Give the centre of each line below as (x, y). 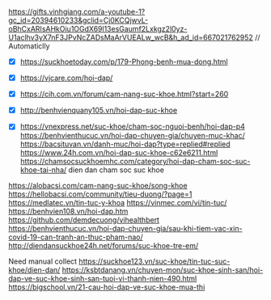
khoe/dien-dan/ (34, 270)
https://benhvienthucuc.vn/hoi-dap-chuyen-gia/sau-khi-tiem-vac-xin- (125, 229)
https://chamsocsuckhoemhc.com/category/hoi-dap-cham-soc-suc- (135, 162)
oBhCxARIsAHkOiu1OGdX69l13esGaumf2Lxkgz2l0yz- (98, 29)
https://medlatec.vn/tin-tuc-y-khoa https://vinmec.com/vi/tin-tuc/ (118, 203)
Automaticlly (29, 46)
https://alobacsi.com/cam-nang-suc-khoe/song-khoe (98, 186)
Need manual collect (43, 261)
